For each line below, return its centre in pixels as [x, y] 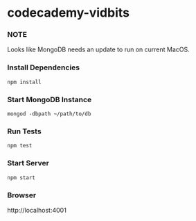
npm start [21, 178]
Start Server [28, 163]
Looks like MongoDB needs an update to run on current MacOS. [98, 49]
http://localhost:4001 [37, 210]
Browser [22, 195]
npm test [20, 146]
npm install [24, 82]
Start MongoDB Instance [50, 99]
